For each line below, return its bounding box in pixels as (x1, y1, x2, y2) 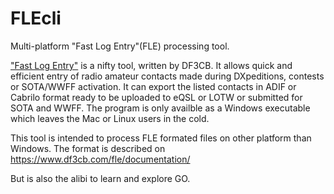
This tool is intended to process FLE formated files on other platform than (10, 132, 312, 144)
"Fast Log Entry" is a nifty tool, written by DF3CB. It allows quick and (10, 59, 293, 71)
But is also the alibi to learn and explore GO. (10, 172, 191, 184)
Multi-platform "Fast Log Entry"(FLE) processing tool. (10, 40, 230, 52)
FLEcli (10, 7, 62, 30)
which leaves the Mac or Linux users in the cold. (10, 112, 210, 124)
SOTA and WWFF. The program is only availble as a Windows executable (10, 102, 311, 114)
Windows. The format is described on (10, 142, 166, 154)
